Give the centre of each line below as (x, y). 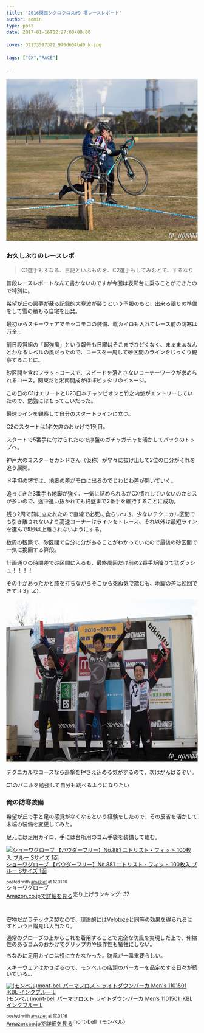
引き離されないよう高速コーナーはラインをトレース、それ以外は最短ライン (104, 521)
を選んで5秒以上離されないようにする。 (56, 529)
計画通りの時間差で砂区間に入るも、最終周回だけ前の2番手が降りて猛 (93, 562)
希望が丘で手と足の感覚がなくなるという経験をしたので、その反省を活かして (102, 817)
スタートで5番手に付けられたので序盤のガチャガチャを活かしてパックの (96, 439)
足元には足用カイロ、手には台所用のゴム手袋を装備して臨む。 (83, 837)
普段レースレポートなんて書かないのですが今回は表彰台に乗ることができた (99, 283)
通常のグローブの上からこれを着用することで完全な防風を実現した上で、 (97, 938)
